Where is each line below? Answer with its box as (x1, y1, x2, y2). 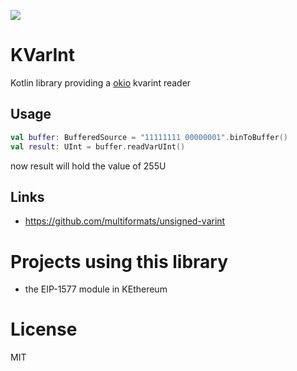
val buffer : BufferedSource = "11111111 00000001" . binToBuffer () (10, 132, 288, 142)
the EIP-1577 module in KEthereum (24, 283, 168, 295)
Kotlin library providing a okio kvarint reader (10, 76, 192, 89)
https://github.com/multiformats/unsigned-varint (24, 215, 226, 227)
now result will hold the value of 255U (10, 160, 167, 172)
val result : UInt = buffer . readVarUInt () (10, 141, 186, 152)
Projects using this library (10, 250, 229, 273)
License (10, 318, 78, 341)
